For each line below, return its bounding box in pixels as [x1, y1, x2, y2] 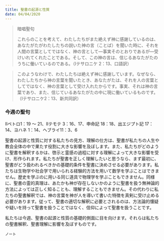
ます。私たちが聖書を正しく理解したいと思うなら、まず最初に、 [30, 155, 159, 161]
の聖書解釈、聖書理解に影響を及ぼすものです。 [5, 221, 99, 227]
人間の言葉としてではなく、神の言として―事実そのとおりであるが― [17, 48, 154, 54]
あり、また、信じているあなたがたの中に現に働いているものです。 [25, 89, 158, 95]
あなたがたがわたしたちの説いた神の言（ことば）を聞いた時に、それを [17, 42, 159, 48]
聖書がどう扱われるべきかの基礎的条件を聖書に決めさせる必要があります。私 [5, 162, 159, 168]
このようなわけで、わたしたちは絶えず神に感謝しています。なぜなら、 [17, 71, 158, 77]
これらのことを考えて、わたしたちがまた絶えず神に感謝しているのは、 [17, 36, 158, 42]
